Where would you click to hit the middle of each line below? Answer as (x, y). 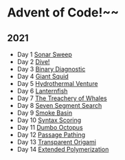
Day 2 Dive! (33, 62)
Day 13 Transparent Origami (56, 142)
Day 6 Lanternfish (42, 91)
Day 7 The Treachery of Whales (62, 98)
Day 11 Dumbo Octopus (50, 127)
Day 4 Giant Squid (43, 76)
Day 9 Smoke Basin (45, 113)
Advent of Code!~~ (63, 13)
